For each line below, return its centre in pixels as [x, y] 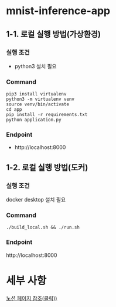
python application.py [34, 120]
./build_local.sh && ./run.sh [43, 227]
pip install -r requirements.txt [47, 115]
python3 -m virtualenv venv [40, 99]
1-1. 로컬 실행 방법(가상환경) [54, 34]
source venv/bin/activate [37, 104]
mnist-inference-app [58, 11]
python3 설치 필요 [35, 66]
